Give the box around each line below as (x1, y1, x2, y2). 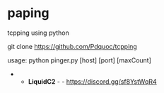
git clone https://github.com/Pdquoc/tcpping (7, 42, 138, 50)
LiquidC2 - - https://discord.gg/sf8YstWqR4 (28, 77, 157, 86)
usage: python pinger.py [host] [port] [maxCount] (7, 55, 152, 65)
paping (7, 5, 49, 21)
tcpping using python (7, 28, 69, 37)
